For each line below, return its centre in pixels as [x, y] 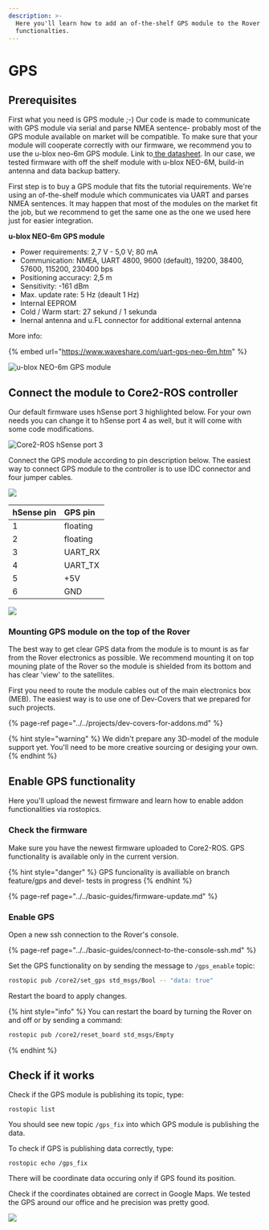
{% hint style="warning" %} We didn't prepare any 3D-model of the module [134, 739]
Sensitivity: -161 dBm [55, 286]
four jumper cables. [41, 478]
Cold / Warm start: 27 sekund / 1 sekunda [88, 312]
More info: [25, 336]
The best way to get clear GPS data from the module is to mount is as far [128, 649]
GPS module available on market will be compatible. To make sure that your [133, 137]
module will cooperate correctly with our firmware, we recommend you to [130, 145]
